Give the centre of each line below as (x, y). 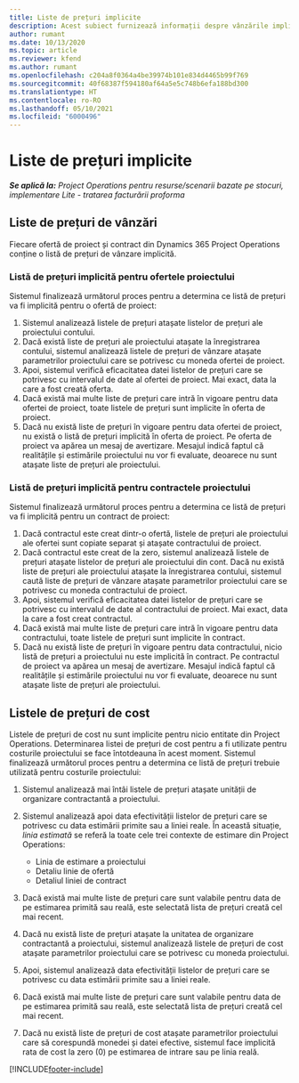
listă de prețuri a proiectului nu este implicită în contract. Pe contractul (151, 657)
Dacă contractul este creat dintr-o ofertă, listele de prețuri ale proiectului (155, 534)
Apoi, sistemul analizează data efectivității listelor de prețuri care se (145, 970)
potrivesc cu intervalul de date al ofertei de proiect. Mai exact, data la (149, 380)
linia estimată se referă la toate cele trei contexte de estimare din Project (155, 835)
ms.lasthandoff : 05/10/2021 (61, 109)
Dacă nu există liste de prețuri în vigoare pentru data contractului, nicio (152, 647)
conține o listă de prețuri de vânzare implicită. (93, 254)
